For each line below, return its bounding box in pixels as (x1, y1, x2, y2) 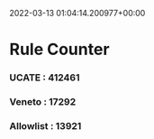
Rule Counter (9, 40, 110, 60)
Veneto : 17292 (9, 96, 77, 108)
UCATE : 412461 (9, 71, 80, 84)
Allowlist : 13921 (9, 119, 82, 132)
